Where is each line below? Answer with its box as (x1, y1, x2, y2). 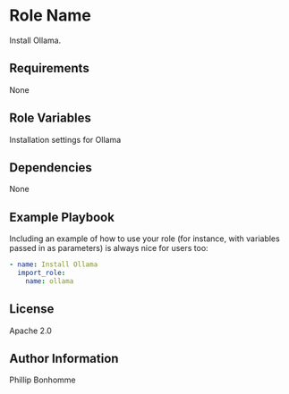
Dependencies (9, 160, 92, 175)
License (9, 301, 55, 317)
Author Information (9, 351, 119, 366)
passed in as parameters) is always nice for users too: (9, 243, 208, 254)
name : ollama (25, 276, 74, 286)
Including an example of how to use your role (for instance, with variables (9, 233, 280, 244)
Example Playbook (9, 209, 115, 224)
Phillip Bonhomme (9, 374, 76, 385)
